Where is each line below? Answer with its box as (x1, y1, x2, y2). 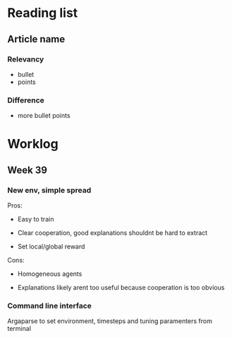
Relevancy (7, 54, 44, 64)
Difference (7, 95, 44, 105)
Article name (7, 33, 66, 45)
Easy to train (17, 215, 54, 224)
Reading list (7, 5, 78, 21)
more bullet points (17, 111, 71, 120)
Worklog (7, 136, 59, 152)
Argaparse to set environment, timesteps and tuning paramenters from (7, 317, 213, 325)
